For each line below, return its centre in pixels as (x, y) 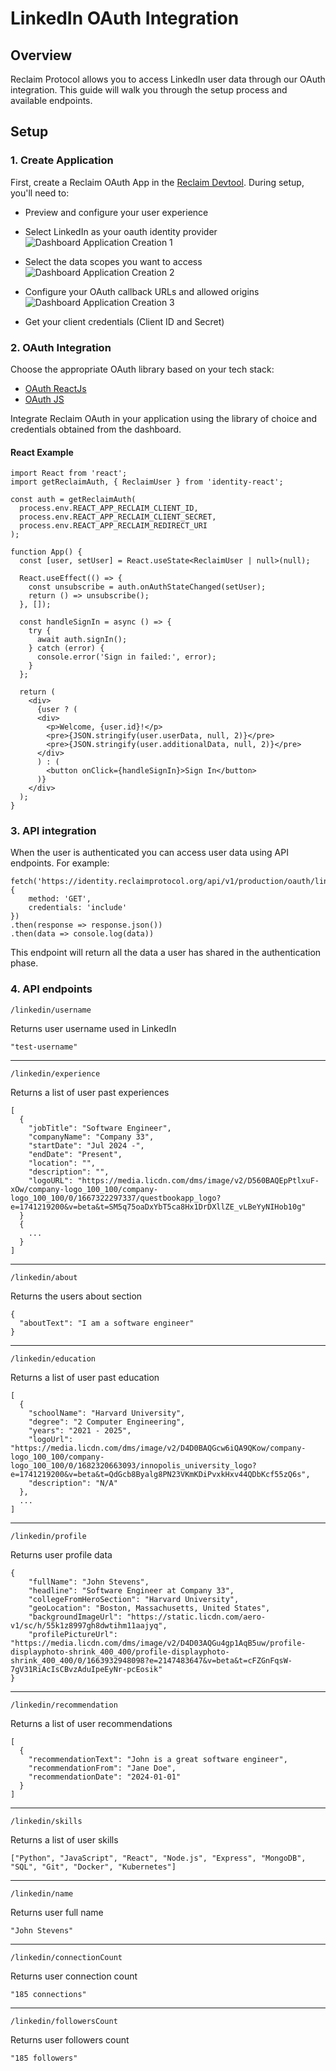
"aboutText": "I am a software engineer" (107, 1323)
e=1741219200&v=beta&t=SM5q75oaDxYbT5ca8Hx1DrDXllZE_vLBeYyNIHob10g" (158, 1207)
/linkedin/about (44, 1277)
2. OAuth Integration (61, 347)
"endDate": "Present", (75, 1154)
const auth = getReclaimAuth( (73, 500)
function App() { (46, 552)
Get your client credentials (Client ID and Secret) (124, 321)
